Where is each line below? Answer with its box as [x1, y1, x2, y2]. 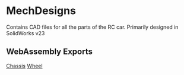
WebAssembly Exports [6, 47, 93, 57]
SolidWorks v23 [6, 29, 45, 36]
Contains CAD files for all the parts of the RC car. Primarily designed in [6, 23, 179, 30]
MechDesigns [6, 4, 76, 18]
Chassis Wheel [6, 62, 43, 69]
